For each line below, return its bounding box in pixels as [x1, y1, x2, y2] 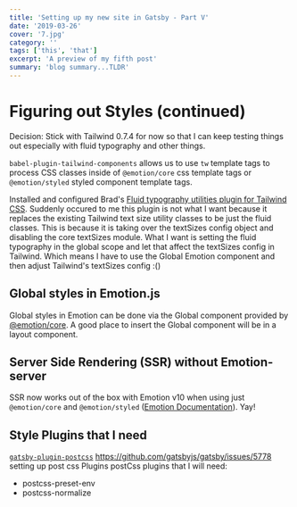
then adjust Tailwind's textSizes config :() [9, 260, 161, 270]
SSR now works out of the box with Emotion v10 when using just [9, 392, 245, 403]
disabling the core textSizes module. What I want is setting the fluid [9, 231, 257, 242]
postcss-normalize [21, 487, 92, 498]
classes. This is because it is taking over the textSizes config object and [9, 222, 274, 233]
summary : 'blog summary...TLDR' [9, 63, 129, 72]
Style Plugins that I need [9, 428, 147, 443]
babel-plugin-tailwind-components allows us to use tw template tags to [9, 157, 270, 168]
